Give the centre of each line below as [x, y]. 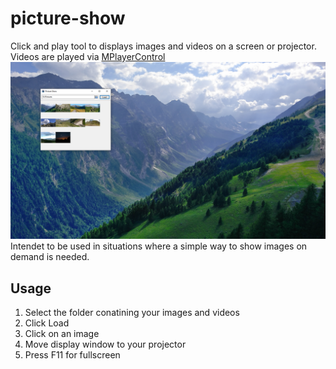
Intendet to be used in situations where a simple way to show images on [159, 246]
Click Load [47, 323]
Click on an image [62, 334]
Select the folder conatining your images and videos [132, 313]
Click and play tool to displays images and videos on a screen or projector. [163, 46]
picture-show [68, 18]
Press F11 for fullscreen [72, 355]
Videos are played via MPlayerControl [88, 56]
